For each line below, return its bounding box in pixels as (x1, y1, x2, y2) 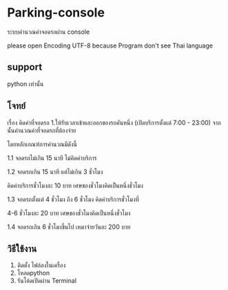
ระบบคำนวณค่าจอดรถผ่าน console (7, 28, 90, 36)
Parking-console (7, 5, 105, 21)
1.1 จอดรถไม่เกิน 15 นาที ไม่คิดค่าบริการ (7, 154, 97, 162)
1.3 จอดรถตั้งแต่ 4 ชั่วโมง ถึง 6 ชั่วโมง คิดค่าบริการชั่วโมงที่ (7, 195, 139, 203)
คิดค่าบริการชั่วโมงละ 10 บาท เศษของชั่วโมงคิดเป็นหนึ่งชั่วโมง (7, 181, 143, 189)
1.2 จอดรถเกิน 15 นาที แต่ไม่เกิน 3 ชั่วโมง (7, 167, 103, 176)
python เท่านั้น (7, 79, 44, 87)
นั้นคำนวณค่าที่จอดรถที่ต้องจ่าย (7, 126, 76, 134)
